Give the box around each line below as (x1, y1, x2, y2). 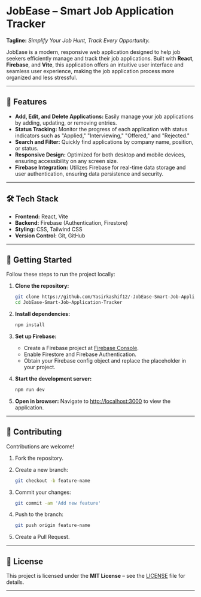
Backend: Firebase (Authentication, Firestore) (14, 219, 128, 226)
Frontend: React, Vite (14, 213, 69, 220)
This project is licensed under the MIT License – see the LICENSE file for (6, 572, 185, 580)
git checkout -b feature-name (14, 478, 91, 484)
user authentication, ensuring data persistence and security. (14, 170, 163, 177)
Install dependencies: (14, 310, 71, 318)
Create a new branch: (14, 466, 69, 473)
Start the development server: (14, 375, 92, 382)
